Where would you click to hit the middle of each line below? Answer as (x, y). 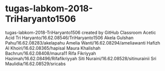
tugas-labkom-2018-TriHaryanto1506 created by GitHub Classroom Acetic (81, 32)
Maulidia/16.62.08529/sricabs (35, 64)
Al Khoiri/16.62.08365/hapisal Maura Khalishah (53, 48)
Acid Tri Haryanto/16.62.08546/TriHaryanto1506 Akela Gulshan (69, 38)
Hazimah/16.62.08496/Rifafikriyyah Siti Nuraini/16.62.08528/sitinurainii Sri (81, 58)
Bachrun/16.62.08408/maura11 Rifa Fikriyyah (51, 53)
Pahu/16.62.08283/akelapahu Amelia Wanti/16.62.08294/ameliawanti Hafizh (82, 43)
